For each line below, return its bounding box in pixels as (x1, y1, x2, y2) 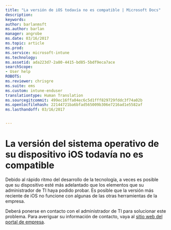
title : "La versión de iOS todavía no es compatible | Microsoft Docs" (5, 7, 161, 13)
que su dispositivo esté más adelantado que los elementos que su (5, 182, 144, 188)
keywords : (5, 17, 27, 22)
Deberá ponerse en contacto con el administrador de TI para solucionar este (5, 208, 166, 214)
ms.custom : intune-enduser (5, 88, 63, 93)
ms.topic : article (5, 41, 44, 46)
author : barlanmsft (5, 21, 47, 27)
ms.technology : (5, 55, 38, 60)
